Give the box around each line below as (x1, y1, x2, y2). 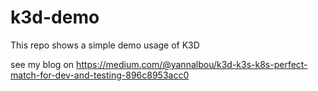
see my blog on (10, 58, 75, 70)
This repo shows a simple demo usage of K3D (10, 39, 200, 51)
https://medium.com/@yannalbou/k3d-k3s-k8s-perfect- (76, 58, 308, 70)
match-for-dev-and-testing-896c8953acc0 (10, 69, 190, 81)
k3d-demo (10, 6, 100, 29)
